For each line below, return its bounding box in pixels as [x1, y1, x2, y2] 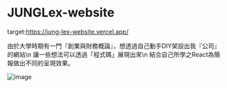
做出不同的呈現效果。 [12, 58, 74, 67]
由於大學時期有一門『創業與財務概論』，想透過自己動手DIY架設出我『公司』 [7, 41, 221, 49]
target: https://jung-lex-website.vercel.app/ [7, 27, 129, 36]
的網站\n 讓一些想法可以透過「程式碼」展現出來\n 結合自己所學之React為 [7, 50, 215, 58]
